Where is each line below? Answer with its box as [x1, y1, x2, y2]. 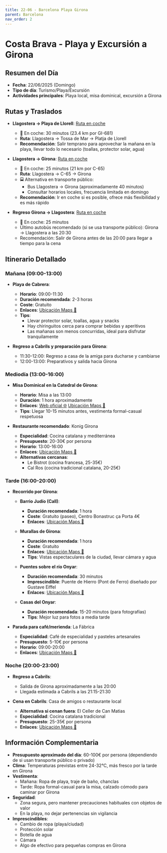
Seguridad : [12, 794, 36, 800]
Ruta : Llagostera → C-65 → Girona [19, 171, 91, 177]
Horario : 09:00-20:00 [19, 644, 65, 650]
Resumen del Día [5, 69, 59, 77]
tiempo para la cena [19, 240, 61, 246]
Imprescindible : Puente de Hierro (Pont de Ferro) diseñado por [27, 579, 157, 585]
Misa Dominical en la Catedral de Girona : [12, 382, 98, 388]
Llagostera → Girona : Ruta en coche [12, 156, 88, 162]
